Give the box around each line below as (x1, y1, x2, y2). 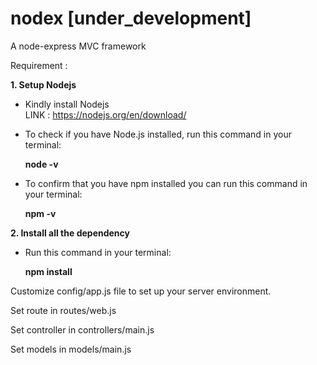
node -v (24, 158, 59, 170)
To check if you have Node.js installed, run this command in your (24, 128, 292, 140)
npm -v (24, 207, 57, 219)
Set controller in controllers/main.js (10, 323, 155, 336)
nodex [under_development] (10, 7, 252, 30)
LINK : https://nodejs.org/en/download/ (24, 108, 187, 121)
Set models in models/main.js (10, 343, 132, 355)
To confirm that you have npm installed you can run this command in (24, 177, 308, 189)
